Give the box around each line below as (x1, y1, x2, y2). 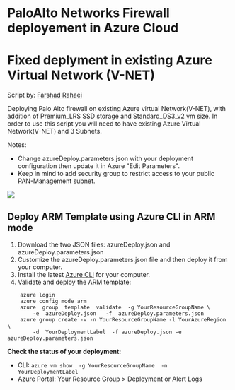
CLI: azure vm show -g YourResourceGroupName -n (17, 360, 168, 369)
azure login (20, 291, 55, 298)
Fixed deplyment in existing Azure (7, 52, 212, 69)
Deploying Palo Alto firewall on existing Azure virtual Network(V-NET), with (7, 105, 227, 113)
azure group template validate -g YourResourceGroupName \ (20, 304, 211, 311)
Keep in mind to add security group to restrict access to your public (17, 170, 214, 178)
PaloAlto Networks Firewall (7, 5, 170, 21)
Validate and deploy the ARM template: (17, 278, 132, 286)
